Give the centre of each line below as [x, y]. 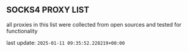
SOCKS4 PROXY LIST [48, 10]
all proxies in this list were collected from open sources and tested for [94, 24]
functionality [22, 31]
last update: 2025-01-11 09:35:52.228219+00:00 [66, 42]
